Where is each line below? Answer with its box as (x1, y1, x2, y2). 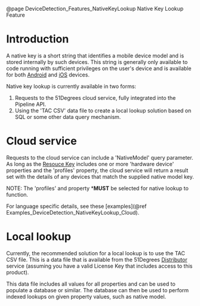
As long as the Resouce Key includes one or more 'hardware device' (6, 160, 174, 167)
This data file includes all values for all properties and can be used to (6, 280, 176, 287)
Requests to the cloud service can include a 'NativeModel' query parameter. (6, 154, 193, 161)
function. (6, 191, 29, 198)
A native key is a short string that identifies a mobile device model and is (6, 52, 184, 59)
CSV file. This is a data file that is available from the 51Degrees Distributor (6, 256, 187, 263)
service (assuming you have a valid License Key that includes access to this (6, 262, 193, 270)
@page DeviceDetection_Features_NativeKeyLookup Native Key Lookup (6, 5, 184, 12)
